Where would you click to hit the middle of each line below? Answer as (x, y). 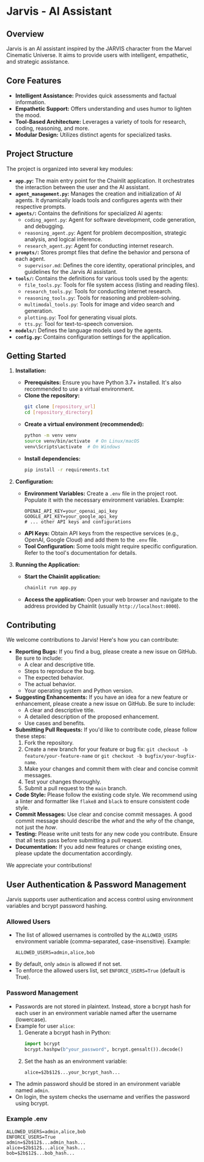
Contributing (31, 625)
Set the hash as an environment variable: (76, 1061)
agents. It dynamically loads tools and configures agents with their (99, 200)
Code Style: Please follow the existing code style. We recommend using (106, 795)
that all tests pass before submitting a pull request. (79, 840)
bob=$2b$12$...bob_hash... (41, 1153)
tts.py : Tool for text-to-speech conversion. (79, 323)
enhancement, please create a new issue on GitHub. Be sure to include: (105, 704)
